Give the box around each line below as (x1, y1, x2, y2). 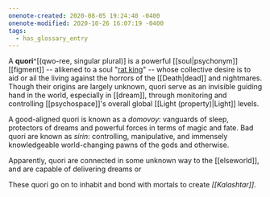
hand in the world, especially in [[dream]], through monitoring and (8, 90, 227, 101)
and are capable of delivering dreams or (8, 164, 142, 174)
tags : (8, 27, 27, 35)
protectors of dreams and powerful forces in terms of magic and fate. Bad (8, 123, 254, 133)
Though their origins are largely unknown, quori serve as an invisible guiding (8, 82, 263, 92)
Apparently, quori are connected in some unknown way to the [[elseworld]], (8, 156, 260, 166)
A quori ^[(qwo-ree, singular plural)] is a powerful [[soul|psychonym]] (8, 56, 239, 66)
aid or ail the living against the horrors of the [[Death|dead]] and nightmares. (8, 73, 263, 83)
